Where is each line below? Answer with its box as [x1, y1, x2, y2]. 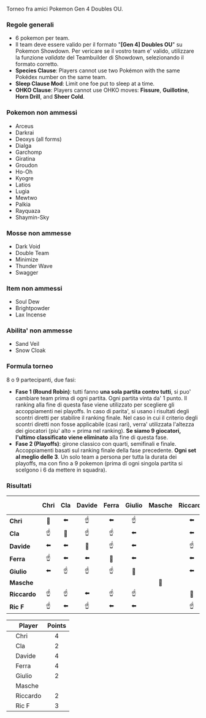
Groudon [15, 161, 38, 169]
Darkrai [15, 129, 34, 136]
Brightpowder [15, 305, 50, 312]
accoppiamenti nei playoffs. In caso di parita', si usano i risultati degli [15, 407, 189, 414]
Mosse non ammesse [6, 229, 72, 237]
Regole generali [6, 20, 54, 29]
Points [47, 622, 66, 630]
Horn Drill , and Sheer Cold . [15, 93, 85, 101]
